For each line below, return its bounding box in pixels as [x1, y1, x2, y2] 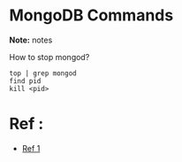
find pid [9, 76, 42, 85]
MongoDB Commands [9, 5, 174, 26]
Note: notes [9, 35, 53, 45]
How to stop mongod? [9, 51, 90, 62]
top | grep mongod [9, 68, 77, 78]
